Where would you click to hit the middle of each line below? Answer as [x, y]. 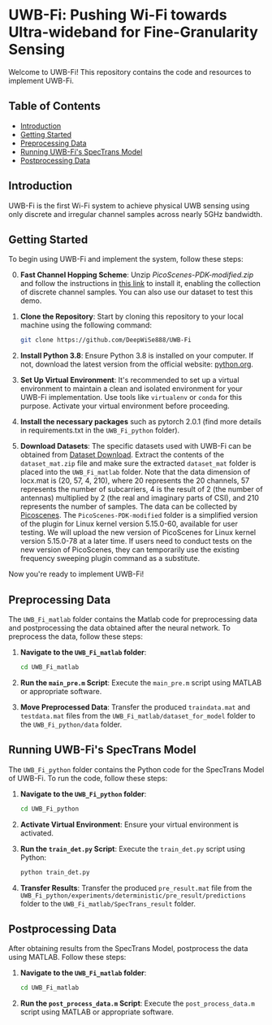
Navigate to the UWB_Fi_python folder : [83, 793]
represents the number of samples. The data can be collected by [129, 506]
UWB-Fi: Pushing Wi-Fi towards [118, 15]
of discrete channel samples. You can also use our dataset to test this [136, 292]
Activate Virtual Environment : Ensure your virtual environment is [130, 824]
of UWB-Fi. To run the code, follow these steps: [88, 778]
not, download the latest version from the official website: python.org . [137, 364]
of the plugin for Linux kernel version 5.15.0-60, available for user [129, 524]
